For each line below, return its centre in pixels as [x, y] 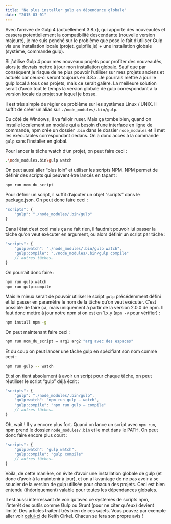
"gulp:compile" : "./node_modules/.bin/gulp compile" [72, 253]
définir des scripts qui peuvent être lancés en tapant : [62, 175]
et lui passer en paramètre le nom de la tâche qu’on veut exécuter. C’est [81, 302]
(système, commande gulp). [35, 51]
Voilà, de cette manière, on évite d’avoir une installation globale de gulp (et [83, 473]
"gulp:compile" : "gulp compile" [49, 454]
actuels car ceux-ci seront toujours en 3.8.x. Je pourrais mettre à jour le [81, 77]
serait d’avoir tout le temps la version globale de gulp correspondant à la [81, 88]
